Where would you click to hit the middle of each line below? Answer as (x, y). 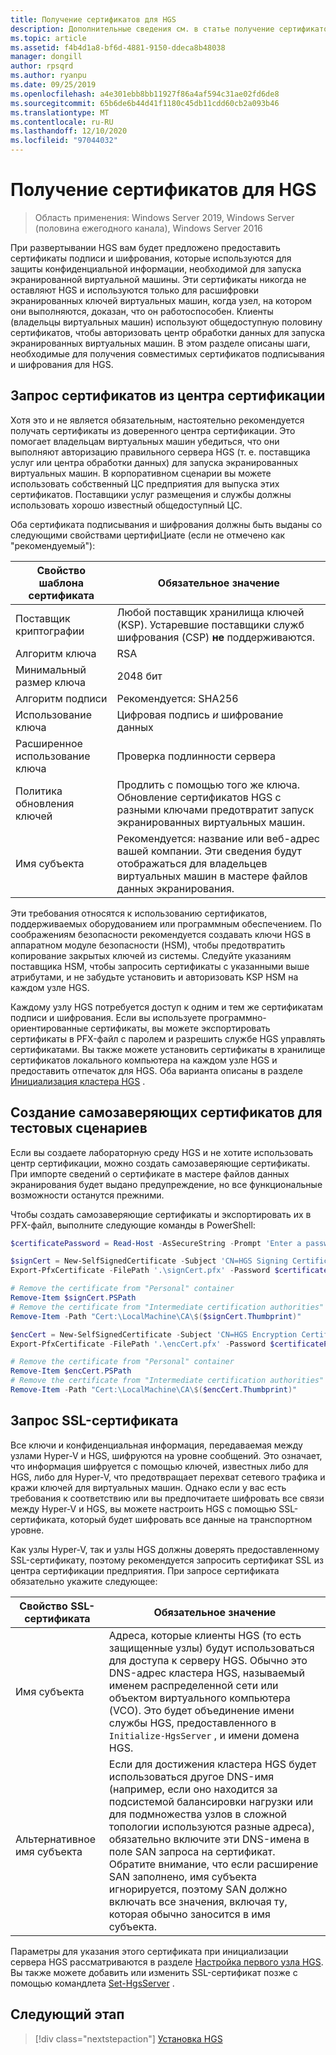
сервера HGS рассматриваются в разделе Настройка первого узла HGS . (167, 1962)
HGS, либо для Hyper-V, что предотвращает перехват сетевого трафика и (168, 1477)
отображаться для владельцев (192, 863)
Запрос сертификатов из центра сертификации (168, 396)
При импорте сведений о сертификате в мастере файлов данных (150, 1173)
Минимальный (51, 669)
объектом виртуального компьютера (199, 1698)
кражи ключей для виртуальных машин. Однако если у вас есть (148, 1487)
